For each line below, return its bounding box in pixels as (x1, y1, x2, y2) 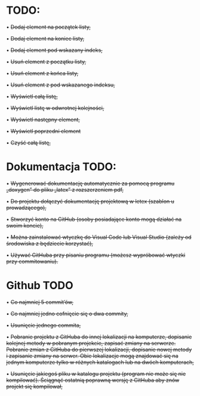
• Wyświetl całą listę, (6, 93, 58, 100)
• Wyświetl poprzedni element (6, 127, 81, 134)
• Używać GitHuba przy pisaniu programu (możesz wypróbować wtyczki (6, 251, 186, 259)
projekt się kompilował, (6, 383, 63, 390)
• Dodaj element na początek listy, (6, 23, 91, 30)
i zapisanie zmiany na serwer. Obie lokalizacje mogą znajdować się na (6, 352, 179, 359)
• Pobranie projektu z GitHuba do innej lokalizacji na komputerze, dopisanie (6, 333, 192, 340)
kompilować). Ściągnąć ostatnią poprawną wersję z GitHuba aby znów (6, 376, 180, 383)
